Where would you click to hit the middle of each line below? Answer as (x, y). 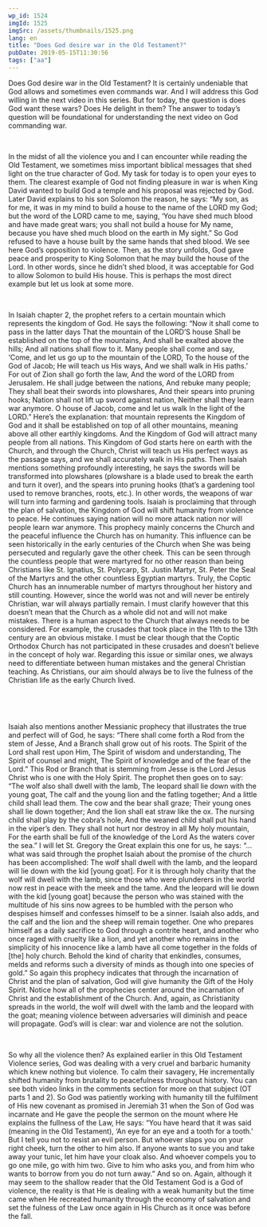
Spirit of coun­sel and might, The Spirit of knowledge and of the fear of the (130, 760)
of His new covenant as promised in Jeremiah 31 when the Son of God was (132, 1105)
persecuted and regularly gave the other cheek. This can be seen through (130, 552)
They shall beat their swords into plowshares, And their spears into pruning (132, 391)
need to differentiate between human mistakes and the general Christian (127, 663)
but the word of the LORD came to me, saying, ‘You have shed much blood (131, 216)
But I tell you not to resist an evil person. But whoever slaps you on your (126, 1139)
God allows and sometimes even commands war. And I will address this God (133, 91)
